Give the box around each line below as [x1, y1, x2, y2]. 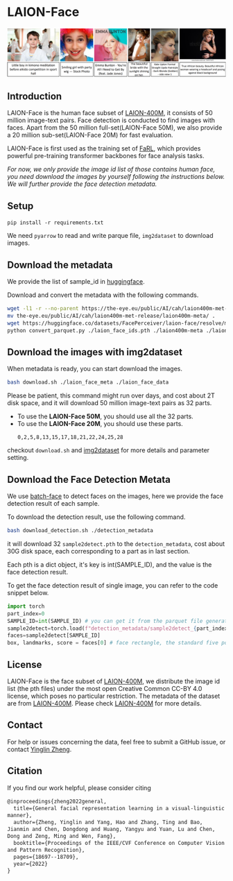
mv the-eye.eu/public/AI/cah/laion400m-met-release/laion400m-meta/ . [7, 312, 216, 319]
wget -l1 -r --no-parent [7, 305, 79, 312]
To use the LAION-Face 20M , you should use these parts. [17, 420, 184, 428]
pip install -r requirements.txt [7, 219, 104, 226]
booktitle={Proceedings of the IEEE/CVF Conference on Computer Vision [13, 839, 225, 846]
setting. [7, 454, 29, 462]
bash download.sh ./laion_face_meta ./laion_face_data [7, 379, 169, 386]
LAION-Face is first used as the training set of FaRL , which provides [7, 144, 201, 153]
